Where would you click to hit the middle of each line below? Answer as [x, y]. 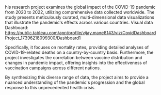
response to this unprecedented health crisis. [50, 87]
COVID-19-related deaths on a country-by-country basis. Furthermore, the [79, 52]
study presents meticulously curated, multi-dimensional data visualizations [80, 17]
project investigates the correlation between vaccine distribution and [74, 57]
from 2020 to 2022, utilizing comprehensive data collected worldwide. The [80, 12]
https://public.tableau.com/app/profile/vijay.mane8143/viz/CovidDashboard [80, 33]
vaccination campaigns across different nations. [53, 68]
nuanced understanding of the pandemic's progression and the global [75, 82]
